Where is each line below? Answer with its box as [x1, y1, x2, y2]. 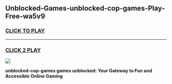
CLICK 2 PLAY [5, 46, 41, 53]
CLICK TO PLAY [5, 27, 45, 35]
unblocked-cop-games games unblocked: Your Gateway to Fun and [5, 67, 153, 73]
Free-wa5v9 [5, 12, 46, 21]
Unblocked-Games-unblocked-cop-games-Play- [5, 4, 165, 13]
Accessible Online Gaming [5, 73, 63, 79]
